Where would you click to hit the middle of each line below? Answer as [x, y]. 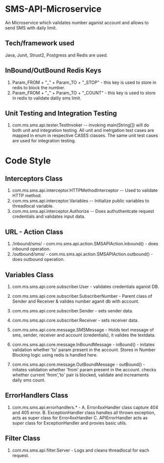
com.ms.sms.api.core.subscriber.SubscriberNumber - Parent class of [82, 296]
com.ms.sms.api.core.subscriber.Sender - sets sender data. [73, 311]
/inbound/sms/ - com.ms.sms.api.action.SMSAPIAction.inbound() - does [85, 244]
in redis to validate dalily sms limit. [47, 98]
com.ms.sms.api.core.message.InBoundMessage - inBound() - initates [83, 345]
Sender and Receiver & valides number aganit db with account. [76, 301]
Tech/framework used [40, 43]
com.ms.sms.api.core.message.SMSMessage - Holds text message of [83, 330]
